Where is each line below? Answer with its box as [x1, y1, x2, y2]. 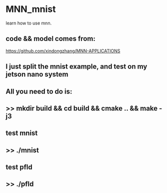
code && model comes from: [5, 34, 95, 43]
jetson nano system [5, 70, 68, 78]
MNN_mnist [5, 3, 56, 15]
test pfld [5, 163, 32, 171]
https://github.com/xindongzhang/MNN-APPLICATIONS [5, 47, 120, 53]
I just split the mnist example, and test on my [5, 62, 147, 71]
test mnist [5, 129, 38, 137]
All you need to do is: [5, 87, 72, 95]
